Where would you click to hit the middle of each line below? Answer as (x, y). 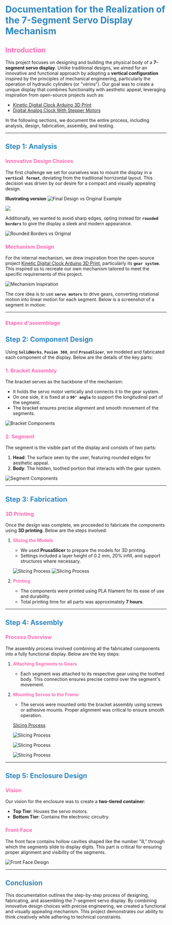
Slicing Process (29, 725)
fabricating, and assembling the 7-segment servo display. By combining (81, 901)
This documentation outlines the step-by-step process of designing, (77, 895)
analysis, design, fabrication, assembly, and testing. (60, 126)
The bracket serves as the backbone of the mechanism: (64, 382)
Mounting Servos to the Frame (46, 694)
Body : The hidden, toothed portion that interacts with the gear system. (87, 468)
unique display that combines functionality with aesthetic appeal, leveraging (85, 90)
